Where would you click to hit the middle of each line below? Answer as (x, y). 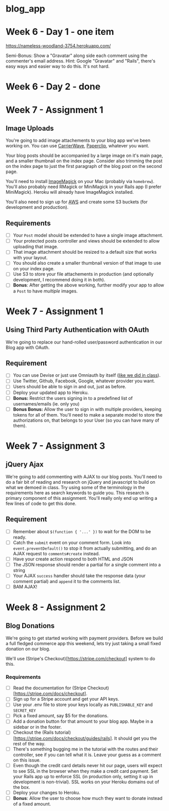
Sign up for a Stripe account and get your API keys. (66, 699)
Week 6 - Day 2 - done (53, 87)
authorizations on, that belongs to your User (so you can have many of (86, 420)
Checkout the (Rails (33, 732)
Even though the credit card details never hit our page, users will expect (88, 765)
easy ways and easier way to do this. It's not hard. (58, 67)
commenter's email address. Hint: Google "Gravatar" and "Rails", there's (80, 61)
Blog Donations (30, 626)
